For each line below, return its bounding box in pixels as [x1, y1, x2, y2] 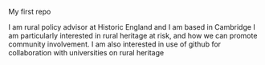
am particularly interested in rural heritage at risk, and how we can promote [8, 31, 258, 40]
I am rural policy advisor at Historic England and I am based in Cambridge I [8, 22, 255, 31]
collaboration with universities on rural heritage [8, 48, 165, 57]
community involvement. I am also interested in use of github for [8, 39, 222, 49]
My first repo [8, 7, 51, 16]
